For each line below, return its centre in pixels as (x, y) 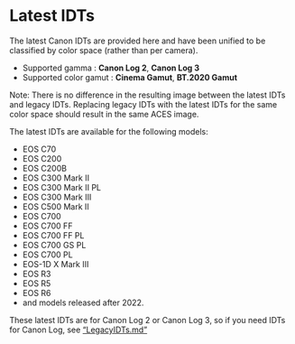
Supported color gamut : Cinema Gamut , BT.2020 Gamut (129, 77)
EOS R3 (37, 274)
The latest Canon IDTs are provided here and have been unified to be (138, 41)
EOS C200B (45, 168)
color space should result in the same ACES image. (104, 114)
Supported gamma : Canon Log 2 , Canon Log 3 (111, 68)
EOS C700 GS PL (54, 245)
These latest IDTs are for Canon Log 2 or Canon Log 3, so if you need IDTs (147, 320)
